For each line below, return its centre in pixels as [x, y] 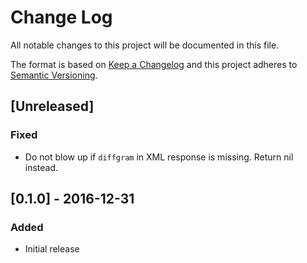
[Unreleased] [52, 106]
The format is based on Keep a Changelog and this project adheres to [154, 64]
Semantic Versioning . [54, 75]
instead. [41, 167]
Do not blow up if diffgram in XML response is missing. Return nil [159, 157]
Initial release [52, 249]
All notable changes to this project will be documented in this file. [145, 45]
